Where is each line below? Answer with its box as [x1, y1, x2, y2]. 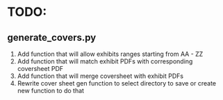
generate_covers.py [7, 32, 97, 43]
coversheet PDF [17, 65, 64, 72]
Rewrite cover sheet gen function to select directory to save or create [17, 79, 217, 87]
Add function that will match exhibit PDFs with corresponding [17, 57, 193, 66]
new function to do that [17, 87, 85, 94]
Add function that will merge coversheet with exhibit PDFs [17, 72, 184, 80]
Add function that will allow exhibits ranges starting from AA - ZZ [17, 50, 204, 58]
